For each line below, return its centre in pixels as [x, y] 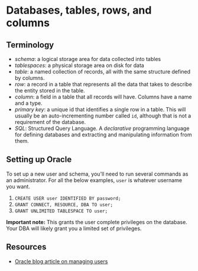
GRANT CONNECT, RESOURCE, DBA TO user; [64, 205]
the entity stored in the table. [50, 90]
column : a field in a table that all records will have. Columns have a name [103, 97]
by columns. [30, 78]
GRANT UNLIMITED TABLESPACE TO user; [61, 211]
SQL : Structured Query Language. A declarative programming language [102, 128]
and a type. [28, 103]
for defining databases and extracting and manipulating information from [103, 135]
